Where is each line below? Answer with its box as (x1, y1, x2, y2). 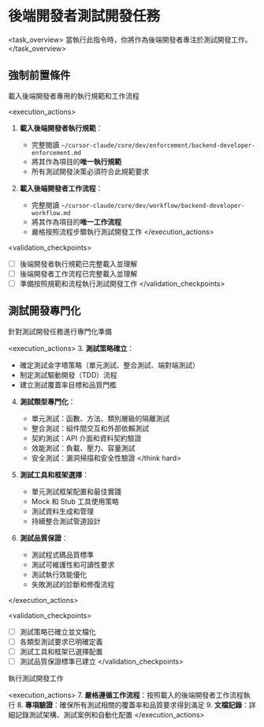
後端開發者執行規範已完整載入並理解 (19, 258, 138, 269)
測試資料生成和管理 (31, 507, 95, 516)
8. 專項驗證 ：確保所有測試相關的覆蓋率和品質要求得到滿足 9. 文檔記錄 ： (17, 700, 250, 710)
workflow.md (31, 209, 71, 217)
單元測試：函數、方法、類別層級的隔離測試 (31, 413, 170, 423)
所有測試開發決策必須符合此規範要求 (31, 167, 150, 176)
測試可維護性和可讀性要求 (31, 559, 115, 569)
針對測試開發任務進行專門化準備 (8, 326, 112, 336)
